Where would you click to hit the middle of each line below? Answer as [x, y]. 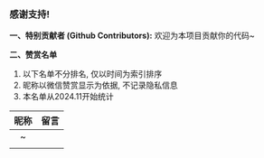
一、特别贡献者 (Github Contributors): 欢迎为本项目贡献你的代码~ [132, 36]
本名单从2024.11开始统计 [68, 97]
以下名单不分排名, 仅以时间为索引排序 [92, 74]
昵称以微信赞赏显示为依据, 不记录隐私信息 [100, 85]
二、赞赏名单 [33, 55]
